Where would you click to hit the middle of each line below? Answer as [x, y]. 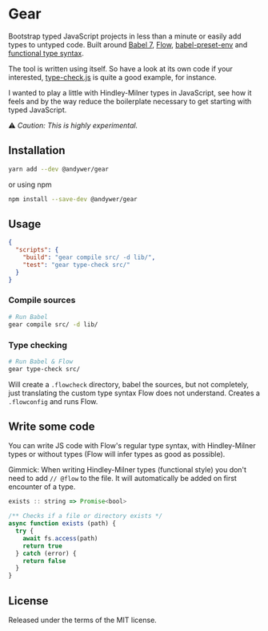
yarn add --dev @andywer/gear [59, 169]
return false [44, 561]
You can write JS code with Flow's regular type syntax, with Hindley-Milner [132, 446]
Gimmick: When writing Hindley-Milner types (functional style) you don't [127, 470]
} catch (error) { [46, 553]
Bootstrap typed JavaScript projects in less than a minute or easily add [125, 36]
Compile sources [42, 300]
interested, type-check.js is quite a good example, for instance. [113, 77]
